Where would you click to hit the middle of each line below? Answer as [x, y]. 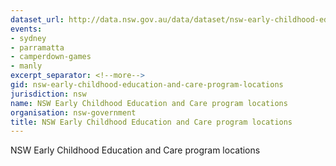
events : [26, 29]
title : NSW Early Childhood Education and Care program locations [151, 122]
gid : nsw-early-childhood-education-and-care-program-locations [147, 85]
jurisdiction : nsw [48, 94]
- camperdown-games [51, 57]
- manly [26, 66]
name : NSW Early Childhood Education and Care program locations [149, 103]
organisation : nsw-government [73, 112]
